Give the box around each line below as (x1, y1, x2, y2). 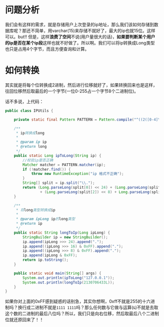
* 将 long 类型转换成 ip (16, 207, 56, 213)
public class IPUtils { (5, 108, 54, 113)
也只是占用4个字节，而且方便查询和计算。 (5, 46, 89, 52)
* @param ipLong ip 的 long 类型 (16, 217, 76, 221)
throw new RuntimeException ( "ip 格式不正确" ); (31, 172, 124, 176)
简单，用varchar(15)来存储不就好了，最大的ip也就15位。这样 (35, 27, 156, 33)
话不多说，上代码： (5, 98, 44, 104)
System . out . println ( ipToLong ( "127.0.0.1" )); (22, 275, 115, 280)
